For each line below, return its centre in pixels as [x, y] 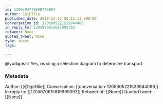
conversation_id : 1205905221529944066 [44, 23]
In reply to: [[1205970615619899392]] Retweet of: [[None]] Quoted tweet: [79, 91]
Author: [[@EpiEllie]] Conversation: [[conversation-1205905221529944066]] [82, 86]
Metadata [17, 76]
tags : [10, 45]
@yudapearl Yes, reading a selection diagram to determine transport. [74, 63]
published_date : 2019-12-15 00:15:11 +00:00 [51, 18]
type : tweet [17, 41]
